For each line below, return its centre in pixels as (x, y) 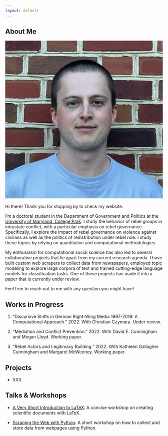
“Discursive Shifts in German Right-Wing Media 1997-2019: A (75, 317)
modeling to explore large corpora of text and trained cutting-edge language (84, 268)
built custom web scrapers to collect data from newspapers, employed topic (84, 263)
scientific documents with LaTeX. (46, 412)
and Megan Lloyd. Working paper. (47, 337)
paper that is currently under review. (42, 279)
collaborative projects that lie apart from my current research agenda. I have (84, 258)
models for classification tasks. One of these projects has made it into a (79, 274)
